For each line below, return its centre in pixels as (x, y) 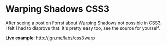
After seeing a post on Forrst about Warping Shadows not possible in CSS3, (84, 23)
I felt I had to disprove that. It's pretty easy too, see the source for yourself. (83, 28)
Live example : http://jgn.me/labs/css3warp (50, 38)
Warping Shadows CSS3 (57, 9)
